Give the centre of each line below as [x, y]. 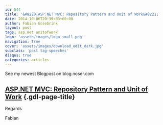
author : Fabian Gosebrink [31, 23]
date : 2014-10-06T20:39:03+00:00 [39, 19]
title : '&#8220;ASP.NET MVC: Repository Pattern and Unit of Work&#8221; [82, 14]
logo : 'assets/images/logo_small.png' [45, 37]
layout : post [18, 28]
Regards [13, 109]
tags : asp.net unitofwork [31, 32]
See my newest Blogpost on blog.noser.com [49, 74]
